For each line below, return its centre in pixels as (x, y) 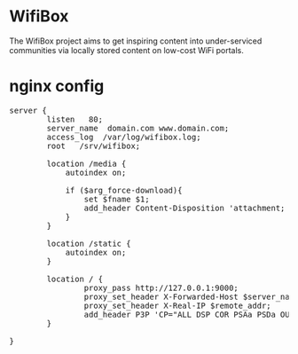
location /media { (86, 163)
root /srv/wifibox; (94, 146)
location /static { (89, 243)
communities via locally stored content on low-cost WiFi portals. (126, 50)
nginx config (57, 87)
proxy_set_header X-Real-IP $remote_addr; (178, 305)
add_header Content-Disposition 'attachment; (184, 208)
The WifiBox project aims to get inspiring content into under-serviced (136, 41)
